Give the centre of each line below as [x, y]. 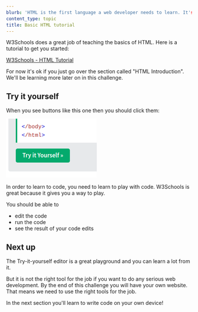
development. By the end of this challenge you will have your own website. [97, 285]
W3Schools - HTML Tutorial [40, 60]
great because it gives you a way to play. [56, 193]
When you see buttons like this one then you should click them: [83, 111]
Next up [21, 247]
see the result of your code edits [54, 229]
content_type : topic [32, 19]
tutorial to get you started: [38, 49]
